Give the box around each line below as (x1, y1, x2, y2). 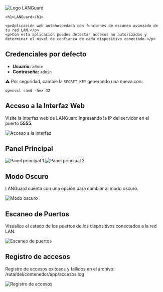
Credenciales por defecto (5, 50, 87, 59)
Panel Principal (5, 145, 54, 153)
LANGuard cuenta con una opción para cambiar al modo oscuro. (5, 185, 139, 192)
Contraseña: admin (12, 69, 52, 75)
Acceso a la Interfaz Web (5, 102, 85, 110)
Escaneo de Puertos (5, 210, 69, 218)
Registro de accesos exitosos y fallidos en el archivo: (5, 265, 115, 272)
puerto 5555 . (5, 120, 33, 126)
